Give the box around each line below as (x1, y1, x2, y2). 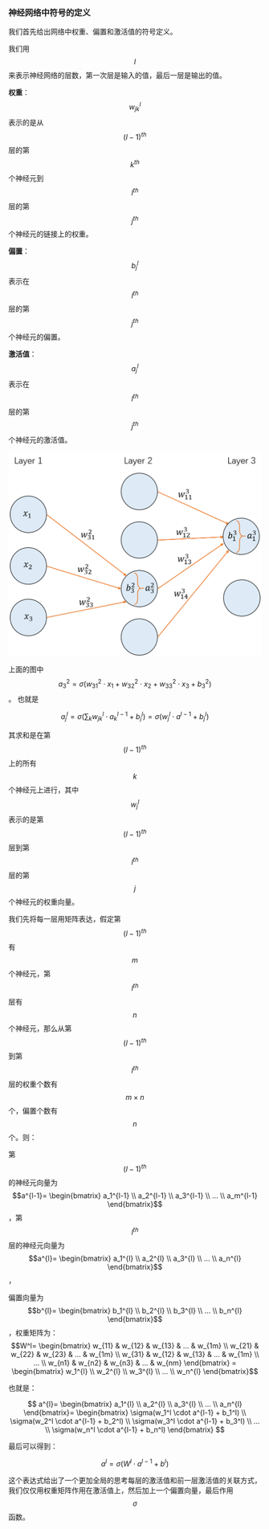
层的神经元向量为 (8, 1241, 65, 1250)
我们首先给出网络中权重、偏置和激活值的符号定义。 (8, 27, 177, 37)
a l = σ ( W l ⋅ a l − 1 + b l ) (100, 1457, 169, 1468)
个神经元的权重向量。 (8, 897, 79, 907)
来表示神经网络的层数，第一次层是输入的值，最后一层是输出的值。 (8, 71, 226, 80)
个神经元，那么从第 (8, 1023, 72, 1033)
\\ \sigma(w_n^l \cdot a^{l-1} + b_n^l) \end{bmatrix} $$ (45, 1425, 225, 1435)
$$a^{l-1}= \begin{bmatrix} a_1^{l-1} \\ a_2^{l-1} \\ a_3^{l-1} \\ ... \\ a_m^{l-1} (11, 1191, 259, 1200)
